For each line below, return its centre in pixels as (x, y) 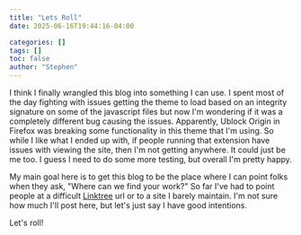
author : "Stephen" (44, 67)
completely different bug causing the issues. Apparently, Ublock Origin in (145, 121)
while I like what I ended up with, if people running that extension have (140, 140)
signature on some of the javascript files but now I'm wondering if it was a (146, 112)
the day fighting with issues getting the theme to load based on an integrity (148, 102)
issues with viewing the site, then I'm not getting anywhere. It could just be (147, 150)
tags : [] (26, 50)
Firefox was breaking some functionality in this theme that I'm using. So (142, 131)
